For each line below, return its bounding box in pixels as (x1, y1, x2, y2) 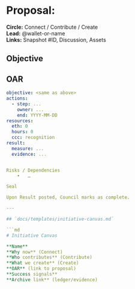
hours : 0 (11, 129, 34, 135)
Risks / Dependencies (6, 167, 61, 173)
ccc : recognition (11, 134, 55, 141)
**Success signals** (6, 271, 58, 278)
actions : (6, 95, 28, 102)
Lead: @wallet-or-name (6, 29, 65, 37)
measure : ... (11, 145, 44, 152)
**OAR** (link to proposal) (6, 266, 77, 272)
